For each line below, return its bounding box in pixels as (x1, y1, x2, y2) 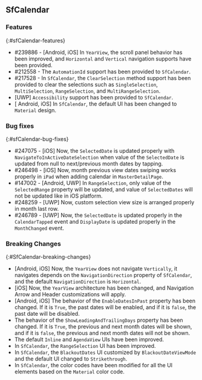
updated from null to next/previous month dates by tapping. (14, 160, 163, 167)
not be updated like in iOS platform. (14, 192, 103, 199)
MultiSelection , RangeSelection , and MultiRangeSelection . (14, 87, 161, 95)
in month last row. (14, 205, 59, 212)
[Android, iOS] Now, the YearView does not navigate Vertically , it (14, 265, 178, 272)
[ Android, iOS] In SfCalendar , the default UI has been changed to (14, 100, 177, 107)
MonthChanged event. (14, 224, 65, 232)
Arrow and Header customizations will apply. (14, 291, 126, 298)
